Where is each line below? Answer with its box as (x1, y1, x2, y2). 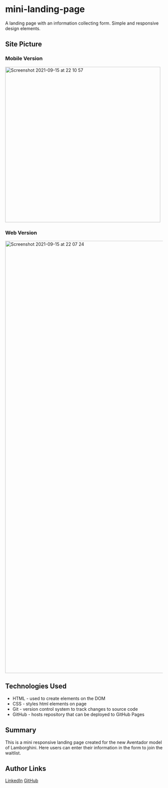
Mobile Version (5, 55, 43, 62)
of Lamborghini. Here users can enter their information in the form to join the (5, 744, 163, 750)
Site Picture (5, 40, 42, 49)
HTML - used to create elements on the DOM (12, 695, 106, 701)
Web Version (5, 229, 37, 236)
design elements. (5, 25, 41, 31)
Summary (5, 726, 36, 734)
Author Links (5, 764, 46, 773)
